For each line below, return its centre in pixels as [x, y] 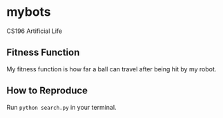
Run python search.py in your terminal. [61, 107]
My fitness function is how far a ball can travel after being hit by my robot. [111, 69]
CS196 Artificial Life [35, 31]
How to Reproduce [47, 91]
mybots [29, 12]
